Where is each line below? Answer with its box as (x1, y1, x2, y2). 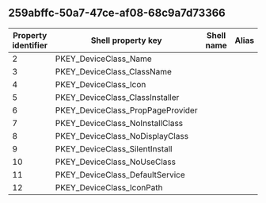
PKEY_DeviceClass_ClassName (55, 66, 173, 77)
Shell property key (90, 35, 162, 46)
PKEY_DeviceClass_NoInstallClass (55, 117, 184, 128)
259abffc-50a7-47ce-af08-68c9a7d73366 (8, 6, 226, 20)
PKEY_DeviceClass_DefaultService (55, 169, 185, 180)
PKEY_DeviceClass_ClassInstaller (55, 91, 180, 102)
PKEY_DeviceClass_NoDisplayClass (55, 130, 188, 141)
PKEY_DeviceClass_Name (55, 53, 152, 64)
